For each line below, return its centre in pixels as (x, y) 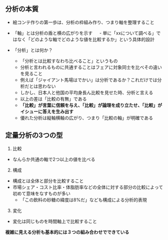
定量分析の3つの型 (34, 135)
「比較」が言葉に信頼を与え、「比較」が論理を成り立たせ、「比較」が (91, 105)
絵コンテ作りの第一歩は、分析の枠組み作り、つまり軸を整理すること (83, 22)
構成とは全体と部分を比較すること (48, 181)
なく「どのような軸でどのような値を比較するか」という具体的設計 (86, 39)
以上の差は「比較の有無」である (53, 99)
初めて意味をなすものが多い (41, 193)
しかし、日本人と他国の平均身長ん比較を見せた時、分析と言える (87, 92)
